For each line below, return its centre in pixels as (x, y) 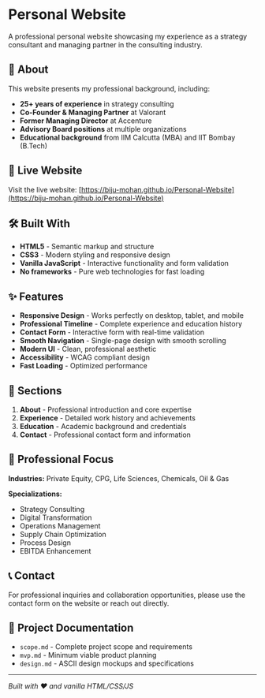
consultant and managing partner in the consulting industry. (105, 44)
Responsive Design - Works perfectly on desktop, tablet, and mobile (132, 315)
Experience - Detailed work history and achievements (107, 418)
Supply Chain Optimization (63, 534)
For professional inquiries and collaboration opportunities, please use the (127, 595)
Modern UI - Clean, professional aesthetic (88, 349)
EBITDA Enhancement (55, 551)
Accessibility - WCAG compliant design (84, 357)
